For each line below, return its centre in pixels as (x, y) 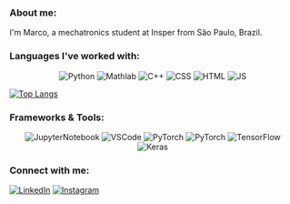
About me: (33, 13)
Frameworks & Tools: (57, 117)
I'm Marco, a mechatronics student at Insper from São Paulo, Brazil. (136, 33)
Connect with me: (50, 170)
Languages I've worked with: (75, 56)
